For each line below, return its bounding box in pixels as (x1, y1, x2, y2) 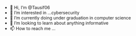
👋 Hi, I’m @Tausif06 (9, 5, 50, 10)
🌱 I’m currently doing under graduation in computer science (9, 15, 132, 20)
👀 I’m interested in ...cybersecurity (9, 10, 80, 16)
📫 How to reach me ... (9, 26, 56, 31)
